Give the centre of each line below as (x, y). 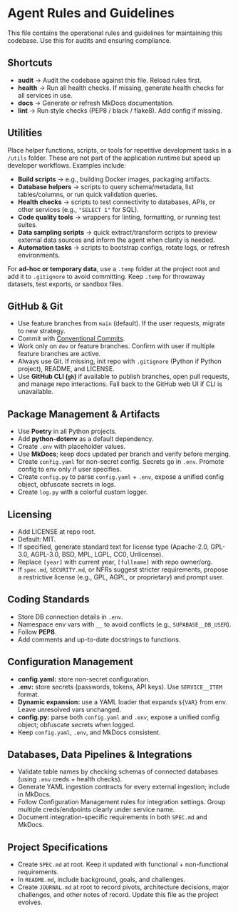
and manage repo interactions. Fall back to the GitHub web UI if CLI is (120, 384)
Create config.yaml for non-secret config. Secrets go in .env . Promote (121, 462)
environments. (39, 255)
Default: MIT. (37, 539)
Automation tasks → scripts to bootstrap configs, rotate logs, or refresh (124, 247)
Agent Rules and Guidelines (91, 13)
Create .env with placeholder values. (72, 447)
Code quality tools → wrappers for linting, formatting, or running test (119, 217)
